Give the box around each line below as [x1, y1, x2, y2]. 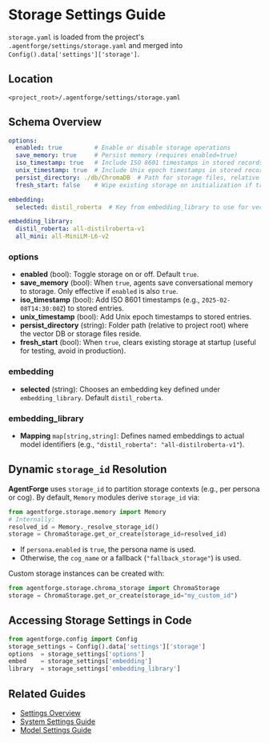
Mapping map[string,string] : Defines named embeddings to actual [19, 431, 245, 440]
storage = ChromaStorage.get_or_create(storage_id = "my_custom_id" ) [8, 592, 239, 600]
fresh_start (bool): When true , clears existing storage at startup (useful [19, 338, 256, 347]
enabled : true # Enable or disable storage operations [15, 144, 231, 152]
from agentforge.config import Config [8, 635, 138, 643]
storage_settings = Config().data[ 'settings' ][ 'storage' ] [8, 642, 206, 650]
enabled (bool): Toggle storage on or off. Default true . [19, 270, 199, 279]
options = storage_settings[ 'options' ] [8, 650, 146, 658]
